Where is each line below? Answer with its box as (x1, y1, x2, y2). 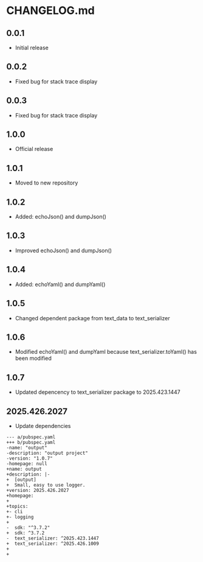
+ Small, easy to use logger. (6, 482, 86, 488)
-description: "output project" (6, 450, 88, 456)
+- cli (6, 508, 23, 515)
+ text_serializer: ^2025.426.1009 (6, 540, 99, 547)
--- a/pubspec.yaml (6, 434, 56, 440)
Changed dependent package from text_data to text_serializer (15, 314, 170, 321)
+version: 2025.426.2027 (6, 487, 69, 493)
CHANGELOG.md (6, 4, 95, 18)
